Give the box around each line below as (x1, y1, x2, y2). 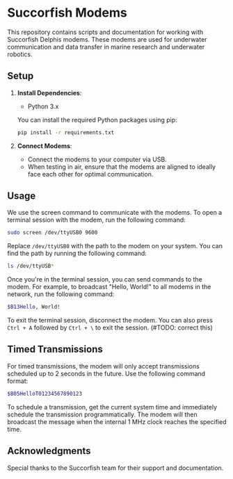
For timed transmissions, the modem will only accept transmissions (7, 362, 200, 370)
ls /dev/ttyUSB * (7, 263, 54, 270)
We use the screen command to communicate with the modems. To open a (7, 209, 223, 217)
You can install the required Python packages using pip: (17, 115, 177, 124)
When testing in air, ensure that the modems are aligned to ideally (27, 162, 216, 171)
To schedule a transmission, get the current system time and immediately (7, 403, 218, 411)
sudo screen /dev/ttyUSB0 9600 (7, 229, 98, 236)
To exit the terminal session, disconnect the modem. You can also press (7, 316, 214, 325)
